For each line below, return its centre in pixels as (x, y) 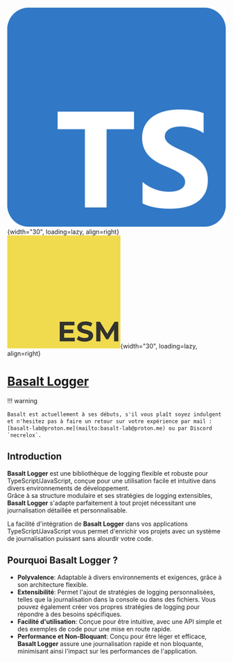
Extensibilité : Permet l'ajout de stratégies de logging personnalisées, (116, 592)
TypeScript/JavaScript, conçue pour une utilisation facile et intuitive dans (112, 481)
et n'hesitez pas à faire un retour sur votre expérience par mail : (110, 421)
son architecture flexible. (53, 584)
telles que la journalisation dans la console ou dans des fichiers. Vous (116, 599)
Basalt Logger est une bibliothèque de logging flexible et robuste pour (108, 473)
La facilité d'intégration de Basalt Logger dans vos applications (98, 524)
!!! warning (23, 401)
